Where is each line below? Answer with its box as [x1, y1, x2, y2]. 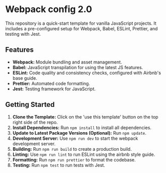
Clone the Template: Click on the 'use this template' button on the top [12, 113, 158, 120]
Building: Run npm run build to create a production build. [12, 146, 132, 152]
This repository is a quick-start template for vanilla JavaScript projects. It [5, 20, 156, 26]
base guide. [12, 75, 37, 81]
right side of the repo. [12, 119, 58, 125]
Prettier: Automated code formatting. [12, 80, 90, 86]
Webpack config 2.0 [5, 4, 92, 15]
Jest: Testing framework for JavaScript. [12, 86, 96, 92]
